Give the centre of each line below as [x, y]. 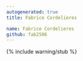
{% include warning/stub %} [42, 52]
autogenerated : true [32, 12]
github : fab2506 [27, 34]
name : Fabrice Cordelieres [40, 29]
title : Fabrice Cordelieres [42, 18]
